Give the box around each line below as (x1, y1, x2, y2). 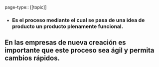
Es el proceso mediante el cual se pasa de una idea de (11, 16, 145, 23)
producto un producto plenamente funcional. (11, 22, 124, 29)
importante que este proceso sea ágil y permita (4, 46, 155, 54)
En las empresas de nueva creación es (4, 38, 126, 47)
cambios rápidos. (4, 54, 60, 62)
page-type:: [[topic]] (4, 4, 47, 10)
